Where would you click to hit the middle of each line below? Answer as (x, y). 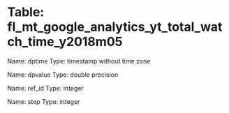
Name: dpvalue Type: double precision (63, 75)
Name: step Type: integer (44, 101)
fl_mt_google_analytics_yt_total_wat (115, 27)
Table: (26, 12)
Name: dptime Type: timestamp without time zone (79, 61)
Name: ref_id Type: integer (45, 88)
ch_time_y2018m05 (65, 42)
